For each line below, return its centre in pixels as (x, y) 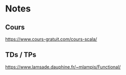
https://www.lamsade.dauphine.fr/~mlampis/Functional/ (63, 67)
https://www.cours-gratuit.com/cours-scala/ (51, 39)
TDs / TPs (21, 55)
